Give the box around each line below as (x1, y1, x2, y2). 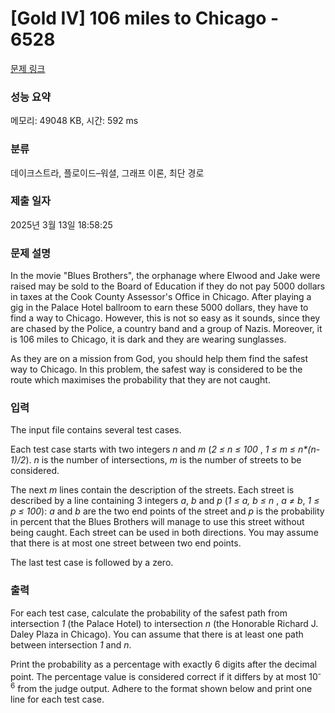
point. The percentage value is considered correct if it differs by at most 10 (10, 670, 318, 682)
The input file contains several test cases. (10, 424, 182, 436)
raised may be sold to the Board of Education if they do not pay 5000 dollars (10, 280, 326, 292)
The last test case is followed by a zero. (10, 557, 174, 569)
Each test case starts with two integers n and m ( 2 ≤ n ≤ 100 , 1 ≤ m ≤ (10, 443, 297, 456)
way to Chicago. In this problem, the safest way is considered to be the (10, 363, 303, 376)
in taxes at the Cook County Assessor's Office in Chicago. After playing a (10, 291, 312, 303)
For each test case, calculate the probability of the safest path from (10, 607, 288, 619)
